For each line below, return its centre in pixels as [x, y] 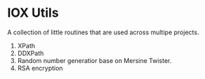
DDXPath [31, 53]
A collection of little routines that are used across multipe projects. [103, 32]
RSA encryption [40, 68]
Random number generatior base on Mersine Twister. [94, 60]
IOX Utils [33, 13]
